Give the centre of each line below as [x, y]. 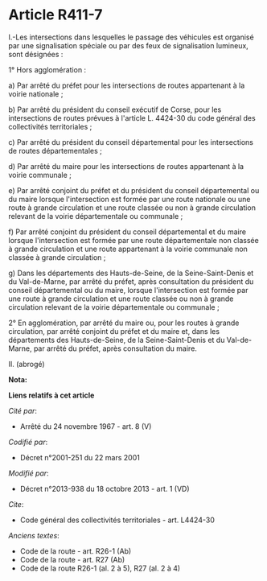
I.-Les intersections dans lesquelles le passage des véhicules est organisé [131, 37]
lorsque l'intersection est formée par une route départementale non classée [133, 240]
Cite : [16, 504]
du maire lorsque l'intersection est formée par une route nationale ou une [129, 199]
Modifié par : [29, 473]
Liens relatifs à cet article [51, 395]
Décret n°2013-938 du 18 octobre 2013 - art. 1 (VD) [105, 488]
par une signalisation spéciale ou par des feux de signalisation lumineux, [129, 45]
